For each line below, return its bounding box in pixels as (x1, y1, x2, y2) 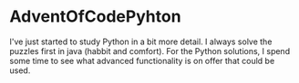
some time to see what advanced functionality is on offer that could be (9, 55, 275, 66)
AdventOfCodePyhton (9, 6, 181, 27)
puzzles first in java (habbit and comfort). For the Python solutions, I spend (9, 45, 290, 56)
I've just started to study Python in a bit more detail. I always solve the (9, 36, 273, 47)
